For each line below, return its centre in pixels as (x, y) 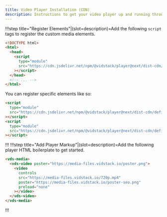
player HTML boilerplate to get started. (45, 150)
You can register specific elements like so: (48, 94)
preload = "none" (34, 187)
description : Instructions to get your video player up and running (78, 14)
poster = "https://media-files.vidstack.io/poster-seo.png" (80, 182)
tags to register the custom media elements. (50, 34)
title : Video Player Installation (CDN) (48, 10)
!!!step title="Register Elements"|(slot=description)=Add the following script (83, 28)
